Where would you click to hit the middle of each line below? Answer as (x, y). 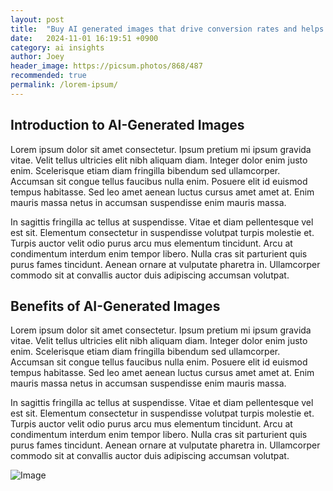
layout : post (37, 19)
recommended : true (48, 76)
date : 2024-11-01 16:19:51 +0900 (84, 38)
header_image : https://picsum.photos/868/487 (106, 66)
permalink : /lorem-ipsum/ (64, 85)
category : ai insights (57, 47)
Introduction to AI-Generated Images (127, 125)
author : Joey (37, 57)
